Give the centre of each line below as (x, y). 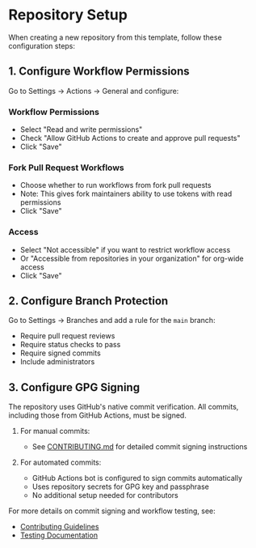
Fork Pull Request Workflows (66, 168)
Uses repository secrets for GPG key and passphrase (121, 486)
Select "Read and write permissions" (81, 130)
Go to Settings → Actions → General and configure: (94, 91)
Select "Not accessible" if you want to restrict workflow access (125, 249)
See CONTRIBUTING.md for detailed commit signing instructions (140, 447)
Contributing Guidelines (59, 527)
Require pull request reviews (67, 336)
